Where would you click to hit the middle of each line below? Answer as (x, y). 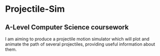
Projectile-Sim (35, 9)
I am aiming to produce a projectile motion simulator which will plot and (77, 39)
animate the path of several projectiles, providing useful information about (80, 44)
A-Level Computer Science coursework (67, 27)
